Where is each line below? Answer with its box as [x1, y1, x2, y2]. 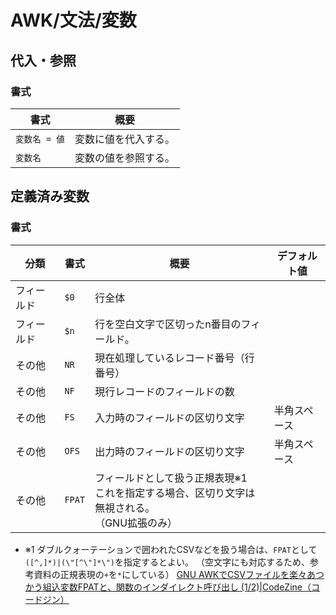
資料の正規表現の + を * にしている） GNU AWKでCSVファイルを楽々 [33, 568, 307, 580]
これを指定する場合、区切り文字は [94, 486, 256, 500]
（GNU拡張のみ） [94, 516, 178, 530]
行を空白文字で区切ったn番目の [94, 317, 242, 331]
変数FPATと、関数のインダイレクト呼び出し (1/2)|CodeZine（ [59, 581, 312, 593]
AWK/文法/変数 [10, 9, 137, 32]
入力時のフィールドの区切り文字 [94, 411, 245, 425]
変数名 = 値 [15, 133, 65, 145]
